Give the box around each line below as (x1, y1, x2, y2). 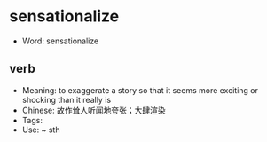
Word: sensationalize (21, 35, 99, 46)
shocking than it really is (21, 94, 112, 105)
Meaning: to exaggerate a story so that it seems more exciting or (21, 84, 259, 95)
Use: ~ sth (21, 124, 60, 135)
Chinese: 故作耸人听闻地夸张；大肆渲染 (21, 105, 166, 115)
